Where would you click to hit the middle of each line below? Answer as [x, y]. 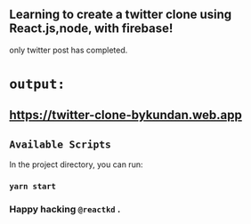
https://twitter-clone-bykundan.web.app [125, 115]
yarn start [32, 187]
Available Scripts [60, 144]
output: [37, 84]
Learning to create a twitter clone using [121, 15]
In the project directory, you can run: [76, 164]
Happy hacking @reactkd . [65, 210]
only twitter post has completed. [69, 50]
